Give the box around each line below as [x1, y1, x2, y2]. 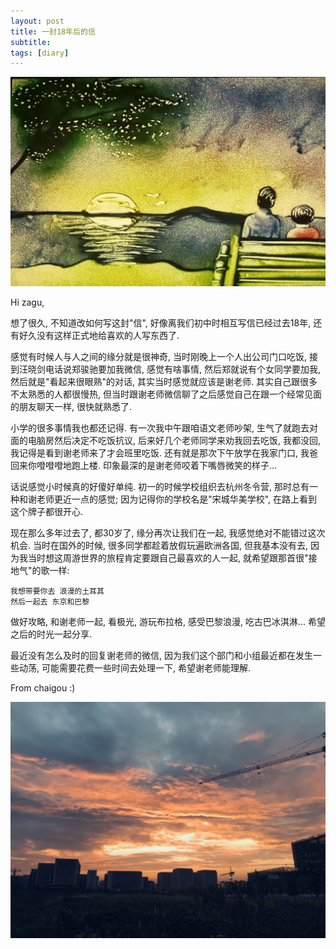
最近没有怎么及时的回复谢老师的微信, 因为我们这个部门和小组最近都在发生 [10, 649, 313, 661]
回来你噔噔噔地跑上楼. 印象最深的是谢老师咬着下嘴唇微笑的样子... [10, 459, 278, 471]
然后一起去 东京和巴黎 [10, 596, 90, 607]
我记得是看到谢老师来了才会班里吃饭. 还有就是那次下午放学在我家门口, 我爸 [10, 446, 318, 459]
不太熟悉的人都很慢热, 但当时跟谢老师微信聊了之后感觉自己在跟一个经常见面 [10, 388, 322, 400]
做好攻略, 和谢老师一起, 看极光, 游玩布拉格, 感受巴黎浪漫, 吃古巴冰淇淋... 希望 [10, 615, 326, 627]
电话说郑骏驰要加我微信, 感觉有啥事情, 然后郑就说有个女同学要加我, [44, 363, 321, 375]
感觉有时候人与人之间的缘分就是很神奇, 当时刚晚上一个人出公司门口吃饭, [10, 350, 308, 362]
